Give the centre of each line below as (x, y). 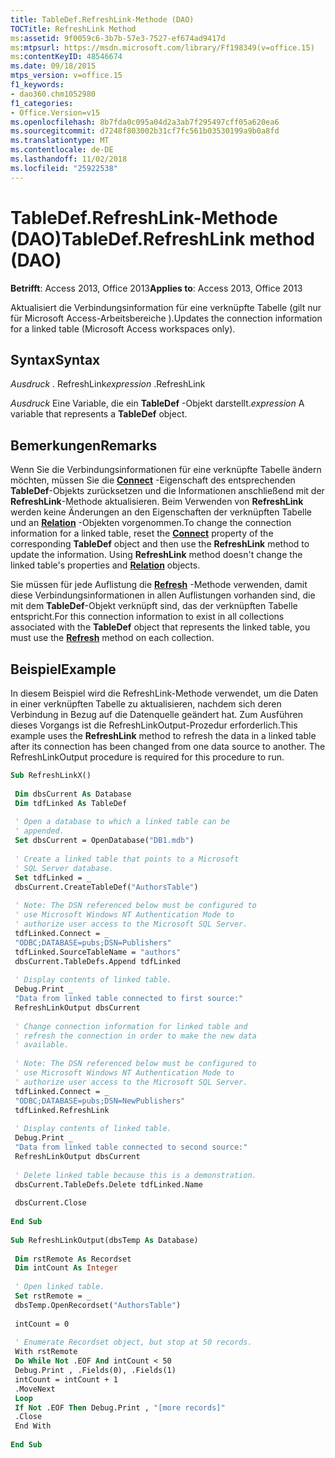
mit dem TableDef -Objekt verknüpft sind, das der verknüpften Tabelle (154, 606)
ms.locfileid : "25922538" (64, 168)
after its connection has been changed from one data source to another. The (168, 746)
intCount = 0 (42, 1324)
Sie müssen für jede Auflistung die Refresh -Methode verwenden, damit (159, 585)
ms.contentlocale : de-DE (62, 150)
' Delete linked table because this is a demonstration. (135, 1175)
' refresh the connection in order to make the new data (135, 1036)
